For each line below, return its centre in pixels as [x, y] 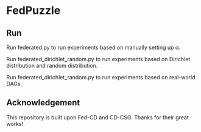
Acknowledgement [43, 103]
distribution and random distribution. [52, 65]
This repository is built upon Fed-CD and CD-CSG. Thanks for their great [97, 117]
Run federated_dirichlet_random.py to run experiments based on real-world [101, 77]
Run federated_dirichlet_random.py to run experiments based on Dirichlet [98, 59]
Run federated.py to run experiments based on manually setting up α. [93, 47]
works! [15, 124]
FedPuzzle [33, 11]
